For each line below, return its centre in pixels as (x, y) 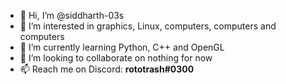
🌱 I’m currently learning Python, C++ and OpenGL (122, 47)
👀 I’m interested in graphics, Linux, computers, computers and (148, 26)
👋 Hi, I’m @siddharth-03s (72, 15)
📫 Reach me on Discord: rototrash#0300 (107, 69)
